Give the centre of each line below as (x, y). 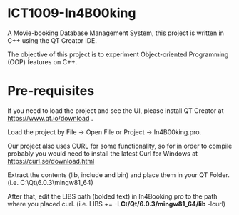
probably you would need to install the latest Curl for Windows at (103, 153)
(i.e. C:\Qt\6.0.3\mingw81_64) (51, 182)
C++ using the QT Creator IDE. (52, 40)
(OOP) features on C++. (42, 61)
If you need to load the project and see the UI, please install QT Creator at (116, 110)
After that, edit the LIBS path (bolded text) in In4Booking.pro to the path (112, 196)
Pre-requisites (51, 91)
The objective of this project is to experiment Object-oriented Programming (118, 54)
